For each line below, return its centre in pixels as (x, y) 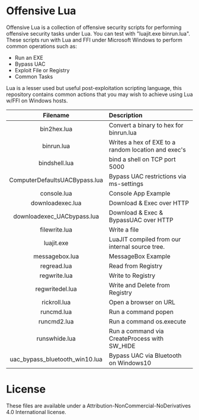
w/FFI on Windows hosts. (37, 100)
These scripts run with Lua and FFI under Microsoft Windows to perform (94, 40)
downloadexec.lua (56, 203)
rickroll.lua (56, 302)
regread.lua (56, 266)
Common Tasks (34, 76)
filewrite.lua (56, 229)
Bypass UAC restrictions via (147, 176)
